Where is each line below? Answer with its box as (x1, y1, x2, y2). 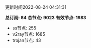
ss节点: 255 (12, 25, 36, 31)
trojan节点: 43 (12, 37, 41, 43)
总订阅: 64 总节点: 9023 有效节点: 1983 (5, 15, 87, 21)
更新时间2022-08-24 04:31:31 (5, 4, 67, 10)
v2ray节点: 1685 (12, 31, 46, 37)
